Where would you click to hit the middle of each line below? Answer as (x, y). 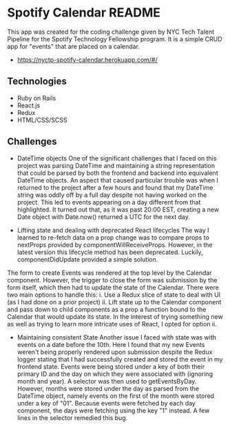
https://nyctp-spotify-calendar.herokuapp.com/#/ (87, 59)
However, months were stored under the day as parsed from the (108, 388)
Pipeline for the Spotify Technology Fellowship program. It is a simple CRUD (115, 39)
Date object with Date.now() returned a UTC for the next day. (104, 217)
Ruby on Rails (36, 98)
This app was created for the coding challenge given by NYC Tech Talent (111, 32)
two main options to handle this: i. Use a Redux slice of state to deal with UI (114, 295)
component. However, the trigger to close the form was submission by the (112, 280)
